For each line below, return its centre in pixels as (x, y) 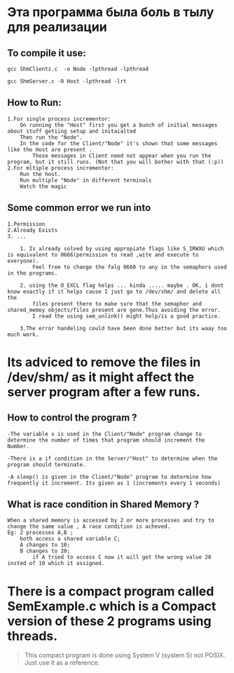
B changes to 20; (45, 551)
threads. (33, 636)
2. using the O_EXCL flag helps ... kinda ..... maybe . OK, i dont (122, 285)
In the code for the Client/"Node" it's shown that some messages (119, 143)
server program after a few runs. (104, 392)
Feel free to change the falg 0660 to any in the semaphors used (130, 267)
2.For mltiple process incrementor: (61, 168)
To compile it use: (47, 53)
